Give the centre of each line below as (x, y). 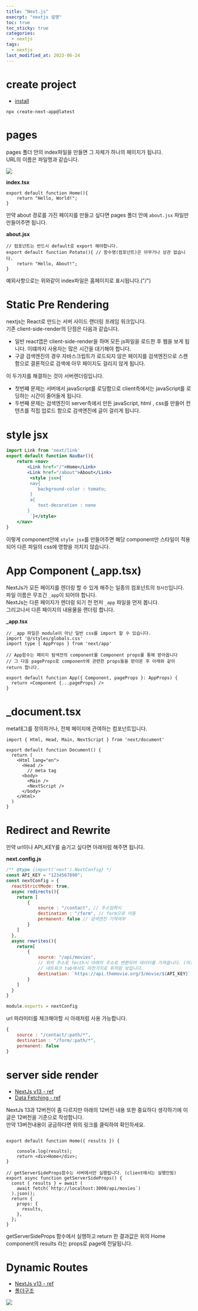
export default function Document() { (54, 750)
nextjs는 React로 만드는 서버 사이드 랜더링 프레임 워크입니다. (76, 322)
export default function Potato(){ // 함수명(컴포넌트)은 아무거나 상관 (88, 252)
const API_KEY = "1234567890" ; (44, 875)
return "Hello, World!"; (47, 198)
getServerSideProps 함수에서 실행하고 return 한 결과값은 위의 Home (86, 1236)
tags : (13, 45)
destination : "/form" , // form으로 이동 (87, 913)
